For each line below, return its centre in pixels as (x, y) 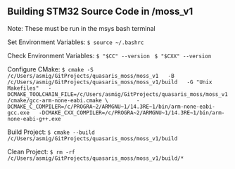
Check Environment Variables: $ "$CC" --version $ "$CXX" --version (109, 55)
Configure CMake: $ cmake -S (50, 69)
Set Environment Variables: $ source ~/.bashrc (76, 42)
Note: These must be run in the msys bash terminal (82, 28)
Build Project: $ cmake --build (51, 132)
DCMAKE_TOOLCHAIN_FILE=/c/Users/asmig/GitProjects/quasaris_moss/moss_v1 (118, 94)
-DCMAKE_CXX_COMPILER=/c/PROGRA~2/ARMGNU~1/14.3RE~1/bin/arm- (132, 113)
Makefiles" (23, 88)
